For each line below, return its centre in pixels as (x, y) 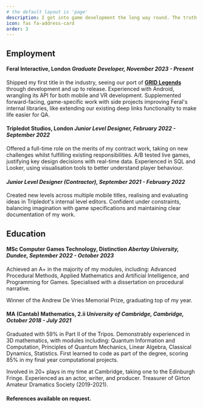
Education (26, 233)
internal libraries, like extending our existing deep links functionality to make (101, 108)
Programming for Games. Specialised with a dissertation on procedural (95, 282)
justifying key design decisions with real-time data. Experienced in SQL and (101, 161)
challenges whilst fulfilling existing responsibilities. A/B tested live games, (98, 155)
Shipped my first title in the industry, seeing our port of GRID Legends (94, 82)
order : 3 (17, 29)
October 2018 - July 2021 (39, 321)
